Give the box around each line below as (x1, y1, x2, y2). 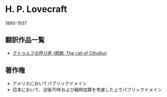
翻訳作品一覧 (5, 36, 45, 44)
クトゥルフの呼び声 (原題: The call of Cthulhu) (12, 50, 107, 56)
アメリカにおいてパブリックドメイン (12, 80, 87, 86)
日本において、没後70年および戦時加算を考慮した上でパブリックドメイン (12, 86, 162, 92)
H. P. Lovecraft (5, 3, 67, 15)
